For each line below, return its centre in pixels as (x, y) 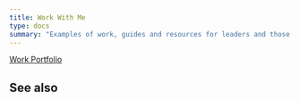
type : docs (30, 26)
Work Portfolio (36, 60)
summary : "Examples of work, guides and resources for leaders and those (150, 34)
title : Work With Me (48, 17)
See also (34, 87)
